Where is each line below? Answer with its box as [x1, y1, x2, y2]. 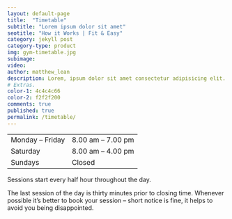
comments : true [7, 101, 52, 108]
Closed [72, 157, 95, 167]
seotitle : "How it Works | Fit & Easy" [7, 29, 123, 37]
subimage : [7, 56, 36, 63]
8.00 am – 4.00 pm [72, 146, 134, 156]
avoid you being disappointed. [7, 203, 94, 212]
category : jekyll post [7, 36, 73, 43]
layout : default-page [7, 10, 70, 17]
